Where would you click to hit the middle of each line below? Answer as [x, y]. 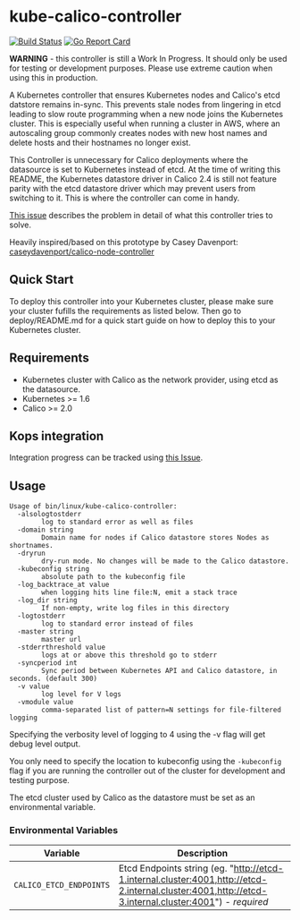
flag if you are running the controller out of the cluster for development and [147, 771]
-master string [46, 632]
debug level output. [45, 744]
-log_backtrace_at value [63, 585]
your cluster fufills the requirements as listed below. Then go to [125, 311]
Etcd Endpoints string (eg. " [176, 868]
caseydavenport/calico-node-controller [82, 251]
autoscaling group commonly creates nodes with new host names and [138, 132]
